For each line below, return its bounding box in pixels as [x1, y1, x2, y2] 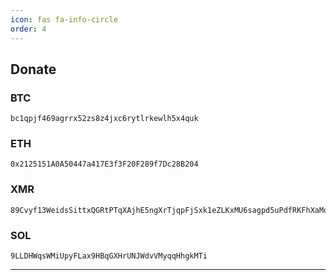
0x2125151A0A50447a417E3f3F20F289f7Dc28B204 [10, 159, 199, 170]
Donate [10, 61, 57, 78]
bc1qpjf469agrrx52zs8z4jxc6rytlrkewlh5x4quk [10, 114, 199, 124]
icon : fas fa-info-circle [10, 14, 118, 25]
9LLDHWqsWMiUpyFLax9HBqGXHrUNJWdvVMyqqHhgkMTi [10, 251, 208, 261]
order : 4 [10, 24, 47, 34]
